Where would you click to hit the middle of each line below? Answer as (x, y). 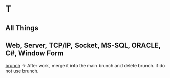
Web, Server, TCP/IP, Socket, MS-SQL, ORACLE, (83, 45)
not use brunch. (22, 71)
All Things (22, 28)
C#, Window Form (34, 53)
